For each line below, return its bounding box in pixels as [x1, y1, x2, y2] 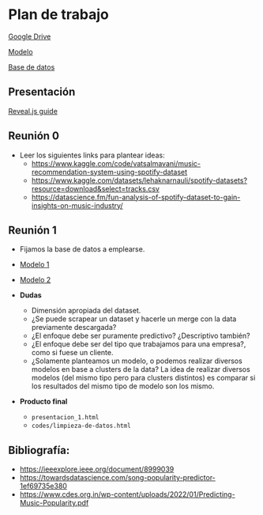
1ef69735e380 [19, 481, 67, 491]
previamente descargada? [31, 323, 117, 332]
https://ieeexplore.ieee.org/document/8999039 [19, 464, 175, 474]
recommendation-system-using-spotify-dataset [31, 167, 188, 176]
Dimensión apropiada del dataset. [31, 306, 141, 316]
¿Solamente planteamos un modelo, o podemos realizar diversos [31, 356, 242, 365]
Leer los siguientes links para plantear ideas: [19, 150, 165, 160]
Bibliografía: [8, 443, 70, 456]
